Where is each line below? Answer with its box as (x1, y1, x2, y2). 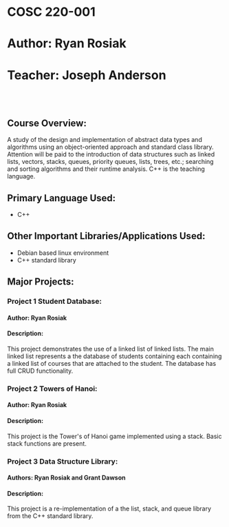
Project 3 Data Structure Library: (7, 456, 118, 466)
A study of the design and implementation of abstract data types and (7, 136, 203, 144)
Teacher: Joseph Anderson (7, 67, 166, 83)
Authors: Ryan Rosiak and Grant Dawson (7, 473, 126, 482)
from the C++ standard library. (7, 512, 94, 520)
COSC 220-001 (7, 4, 96, 20)
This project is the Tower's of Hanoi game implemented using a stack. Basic (7, 432, 222, 440)
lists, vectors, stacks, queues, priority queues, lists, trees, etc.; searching (7, 158, 215, 166)
